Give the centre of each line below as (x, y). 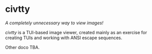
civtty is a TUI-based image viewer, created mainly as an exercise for (76, 32)
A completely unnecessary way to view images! (54, 23)
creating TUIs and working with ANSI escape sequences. (64, 38)
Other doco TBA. (22, 47)
